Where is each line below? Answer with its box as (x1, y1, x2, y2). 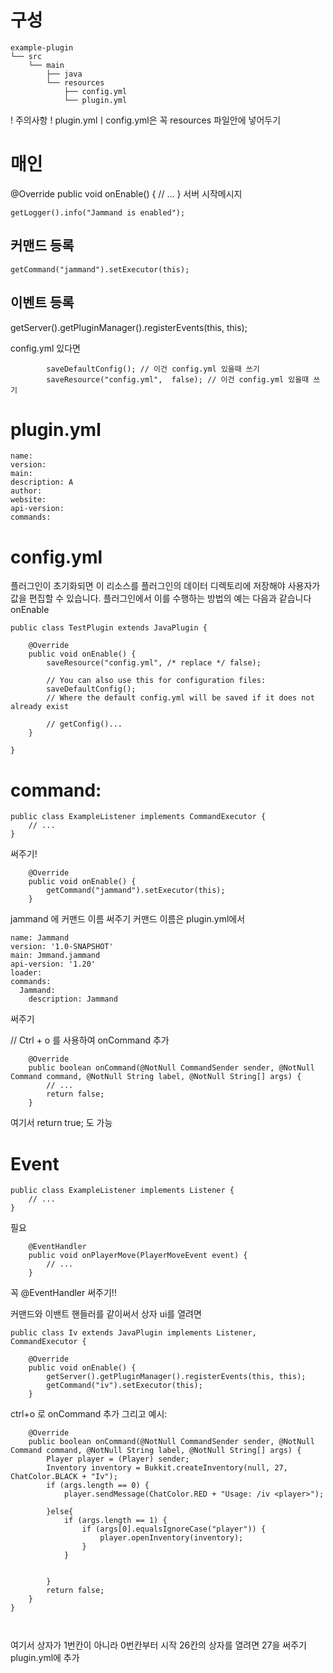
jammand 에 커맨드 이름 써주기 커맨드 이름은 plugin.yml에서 (10, 913, 246, 925)
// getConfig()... (46, 719, 123, 730)
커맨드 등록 (10, 237, 75, 255)
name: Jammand (10, 933, 70, 943)
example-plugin (10, 42, 74, 53)
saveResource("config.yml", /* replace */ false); (46, 658, 262, 668)
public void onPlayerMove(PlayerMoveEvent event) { (28, 1251, 248, 1261)
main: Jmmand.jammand (10, 951, 101, 961)
